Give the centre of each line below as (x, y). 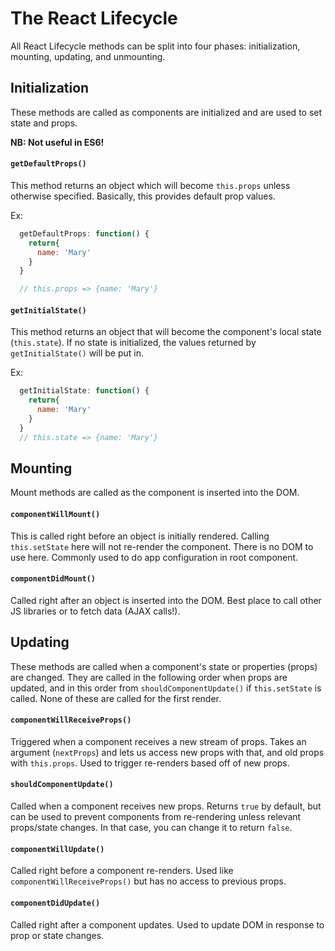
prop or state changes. (57, 935)
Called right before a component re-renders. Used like (122, 871)
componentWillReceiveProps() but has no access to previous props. (148, 881)
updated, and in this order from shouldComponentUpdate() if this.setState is (166, 688)
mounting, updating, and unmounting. (88, 56)
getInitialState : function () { (84, 391)
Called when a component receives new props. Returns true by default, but (166, 806)
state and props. (44, 123)
